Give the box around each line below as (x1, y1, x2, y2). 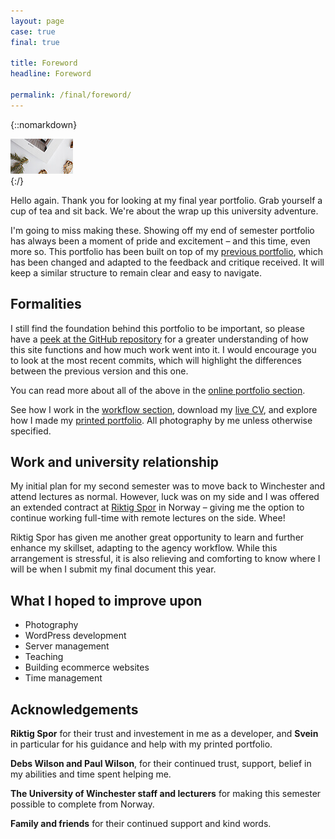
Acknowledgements (10, 701, 139, 718)
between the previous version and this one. (10, 365, 189, 377)
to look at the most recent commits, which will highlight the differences (10, 354, 302, 366)
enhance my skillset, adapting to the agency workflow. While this (10, 542, 278, 554)
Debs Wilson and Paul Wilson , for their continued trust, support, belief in (10, 758, 312, 769)
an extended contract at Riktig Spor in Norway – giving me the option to (10, 501, 305, 514)
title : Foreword (10, 58, 78, 69)
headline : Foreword (10, 69, 92, 79)
